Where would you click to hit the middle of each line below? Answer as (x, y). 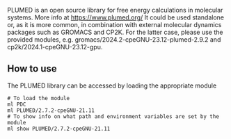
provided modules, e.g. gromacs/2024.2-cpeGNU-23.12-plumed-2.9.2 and (114, 40)
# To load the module (39, 98)
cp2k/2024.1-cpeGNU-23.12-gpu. (55, 47)
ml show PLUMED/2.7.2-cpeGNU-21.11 (59, 129)
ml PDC (17, 104)
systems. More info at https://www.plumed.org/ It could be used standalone (116, 17)
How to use (32, 69)
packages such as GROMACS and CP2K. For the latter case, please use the (115, 32)
